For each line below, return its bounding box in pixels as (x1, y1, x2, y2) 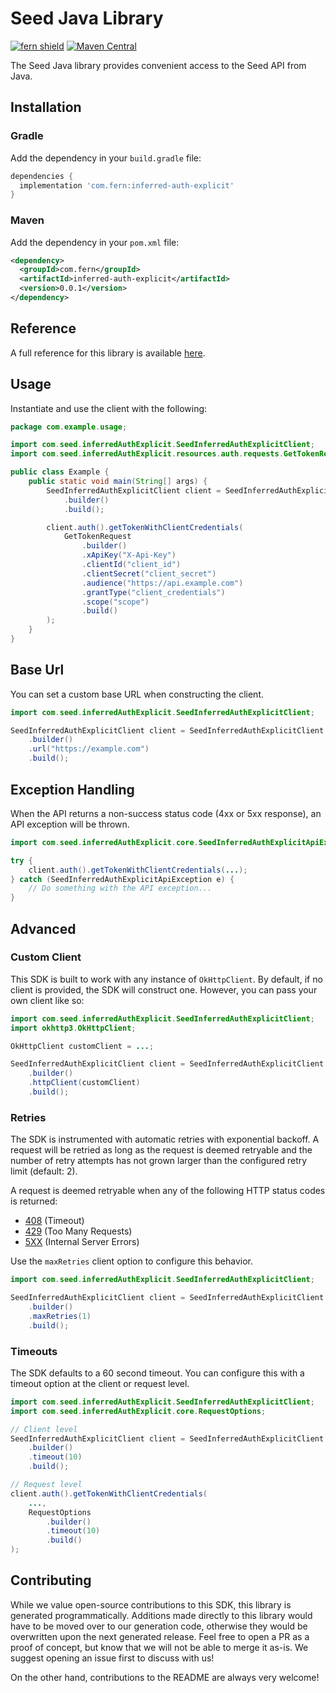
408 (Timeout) (24, 1215, 85, 1227)
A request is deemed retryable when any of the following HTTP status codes (10, 1185, 326, 1197)
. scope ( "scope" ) (81, 597, 150, 607)
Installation (10, 99, 82, 116)
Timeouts (10, 1344, 58, 1358)
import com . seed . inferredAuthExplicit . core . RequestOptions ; (10, 1406, 267, 1416)
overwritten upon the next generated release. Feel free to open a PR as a (10, 1630, 310, 1642)
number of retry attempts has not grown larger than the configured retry (10, 1155, 308, 1167)
